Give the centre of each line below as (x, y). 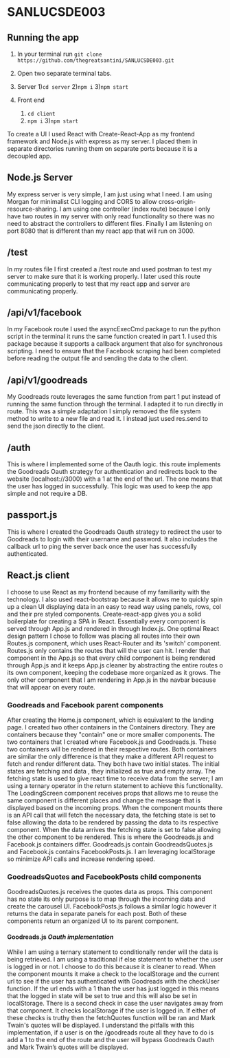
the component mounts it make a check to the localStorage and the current (113, 974)
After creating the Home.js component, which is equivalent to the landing (111, 720)
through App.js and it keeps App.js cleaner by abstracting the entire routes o (115, 665)
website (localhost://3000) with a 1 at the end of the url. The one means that (115, 479)
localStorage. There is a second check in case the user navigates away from (115, 1004)
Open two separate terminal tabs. (64, 73)
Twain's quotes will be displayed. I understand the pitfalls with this (101, 1025)
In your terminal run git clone (59, 54)
